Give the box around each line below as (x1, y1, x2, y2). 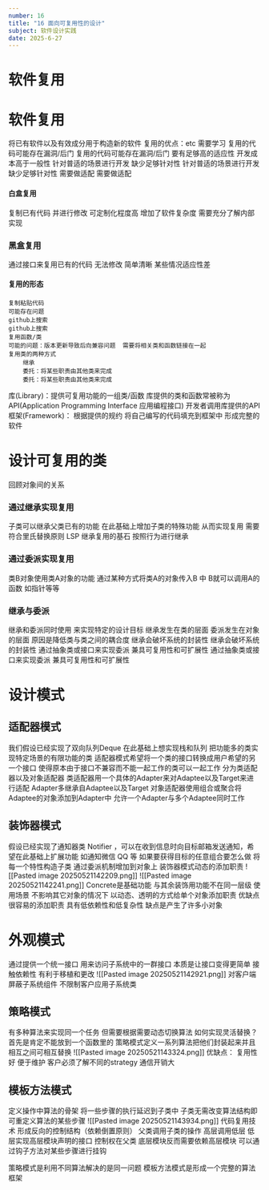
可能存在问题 (8, 308, 45, 316)
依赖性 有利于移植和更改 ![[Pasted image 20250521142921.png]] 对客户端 (14, 969, 257, 979)
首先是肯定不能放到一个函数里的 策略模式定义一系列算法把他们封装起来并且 (8, 1038, 256, 1047)
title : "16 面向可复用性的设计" (8, 19, 106, 27)
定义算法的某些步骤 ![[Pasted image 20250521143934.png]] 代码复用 (22, 1116, 250, 1126)
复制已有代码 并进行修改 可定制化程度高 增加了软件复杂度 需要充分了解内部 (8, 207, 255, 217)
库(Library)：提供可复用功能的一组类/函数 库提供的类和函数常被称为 (8, 391, 231, 400)
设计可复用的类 (8, 452, 107, 470)
